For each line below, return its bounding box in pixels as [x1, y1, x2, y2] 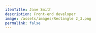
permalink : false [5, 20, 41, 26]
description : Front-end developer [5, 12, 76, 16]
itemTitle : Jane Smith [5, 7, 52, 12]
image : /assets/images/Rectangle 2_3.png [5, 16, 92, 21]
